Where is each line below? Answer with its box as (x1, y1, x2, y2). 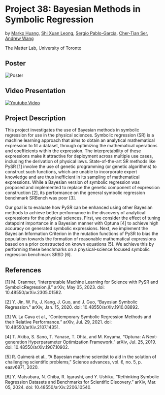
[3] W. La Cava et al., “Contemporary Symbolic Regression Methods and (5, 314, 152, 320)
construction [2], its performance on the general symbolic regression (5, 190, 145, 196)
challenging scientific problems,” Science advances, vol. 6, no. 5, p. (5, 359, 142, 365)
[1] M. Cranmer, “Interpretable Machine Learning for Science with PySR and (5, 279, 159, 285)
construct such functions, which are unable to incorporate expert (5, 169, 137, 175)
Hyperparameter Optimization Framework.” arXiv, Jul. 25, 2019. (28, 339, 157, 345)
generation (5, 339, 27, 345)
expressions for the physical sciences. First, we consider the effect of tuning (5, 215, 161, 221)
